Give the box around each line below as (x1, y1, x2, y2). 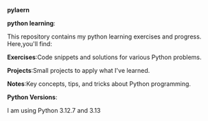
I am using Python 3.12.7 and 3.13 (7, 107, 101, 114)
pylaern (7, 6, 30, 14)
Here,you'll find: (7, 40, 53, 47)
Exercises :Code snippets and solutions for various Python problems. (7, 53, 202, 61)
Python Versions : (7, 93, 58, 101)
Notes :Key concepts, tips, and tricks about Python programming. (7, 80, 191, 88)
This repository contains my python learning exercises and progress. (7, 32, 202, 41)
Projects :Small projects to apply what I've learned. (7, 67, 150, 74)
